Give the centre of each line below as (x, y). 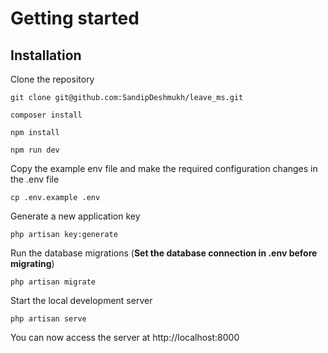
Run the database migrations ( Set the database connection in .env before (164, 253)
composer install (46, 115)
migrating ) (32, 263)
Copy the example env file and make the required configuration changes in (164, 168)
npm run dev (35, 150)
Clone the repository (52, 79)
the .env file (35, 179)
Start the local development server (81, 300)
